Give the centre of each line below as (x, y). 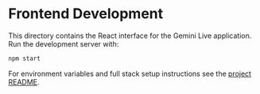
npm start (25, 58)
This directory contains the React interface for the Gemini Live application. (130, 36)
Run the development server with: (64, 43)
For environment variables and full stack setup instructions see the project (130, 73)
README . (24, 82)
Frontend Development (86, 14)
